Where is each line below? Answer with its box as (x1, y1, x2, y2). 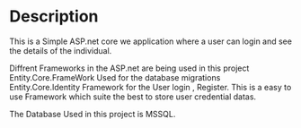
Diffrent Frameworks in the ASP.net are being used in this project (9, 63, 250, 73)
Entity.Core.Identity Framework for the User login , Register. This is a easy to (9, 81, 292, 92)
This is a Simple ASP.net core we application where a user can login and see (9, 36, 292, 47)
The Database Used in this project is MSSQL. (9, 108, 176, 119)
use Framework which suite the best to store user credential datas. (9, 91, 257, 102)
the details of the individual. (9, 45, 112, 55)
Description (9, 6, 99, 27)
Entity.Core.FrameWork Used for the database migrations (9, 72, 221, 82)
